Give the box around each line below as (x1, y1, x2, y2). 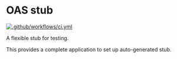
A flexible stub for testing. (6, 34, 69, 41)
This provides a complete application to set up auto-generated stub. (6, 45, 172, 53)
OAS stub (6, 4, 53, 17)
